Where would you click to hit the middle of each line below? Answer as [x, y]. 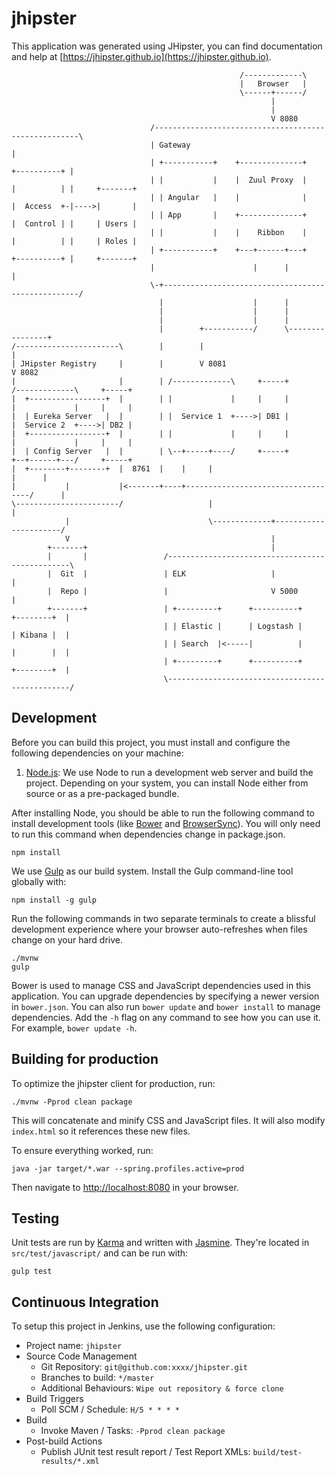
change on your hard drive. [67, 939]
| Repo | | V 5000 [173, 591]
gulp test [32, 1272]
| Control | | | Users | [74, 223]
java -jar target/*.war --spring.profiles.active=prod [128, 1168]
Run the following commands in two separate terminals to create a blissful [163, 918]
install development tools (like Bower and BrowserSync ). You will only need [166, 823]
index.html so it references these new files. [101, 1131]
